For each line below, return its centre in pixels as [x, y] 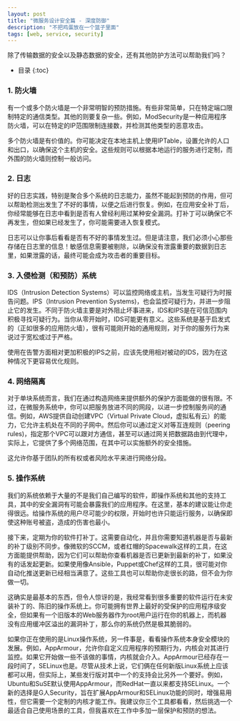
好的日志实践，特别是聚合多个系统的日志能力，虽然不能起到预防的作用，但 [117, 195]
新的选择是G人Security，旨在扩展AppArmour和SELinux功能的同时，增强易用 [120, 692]
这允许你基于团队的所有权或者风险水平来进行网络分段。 [89, 458]
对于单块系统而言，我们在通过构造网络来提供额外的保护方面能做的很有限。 [117, 398]
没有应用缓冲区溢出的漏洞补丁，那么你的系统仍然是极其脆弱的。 [101, 624]
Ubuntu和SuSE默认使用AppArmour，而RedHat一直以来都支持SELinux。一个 [119, 683]
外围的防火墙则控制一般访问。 [51, 158]
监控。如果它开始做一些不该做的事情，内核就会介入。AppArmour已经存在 [115, 657]
